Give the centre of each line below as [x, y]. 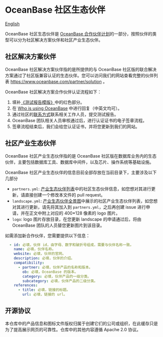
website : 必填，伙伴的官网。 [40, 254]
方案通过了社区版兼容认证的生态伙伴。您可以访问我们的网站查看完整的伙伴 [79, 75]
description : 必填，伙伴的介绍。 [44, 258]
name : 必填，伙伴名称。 [35, 249]
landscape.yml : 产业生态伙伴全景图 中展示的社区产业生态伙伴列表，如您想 [85, 201]
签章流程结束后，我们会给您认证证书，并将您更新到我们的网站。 [76, 126]
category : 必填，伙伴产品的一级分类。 [57, 276]
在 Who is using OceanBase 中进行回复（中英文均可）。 [67, 108]
